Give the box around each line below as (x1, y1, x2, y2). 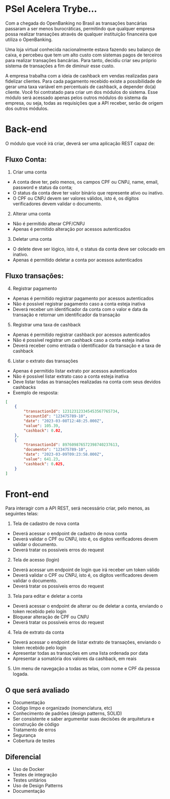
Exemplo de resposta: (12, 389, 59, 396)
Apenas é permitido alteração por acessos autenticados (12, 226, 131, 232)
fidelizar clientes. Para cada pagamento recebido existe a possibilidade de (5, 78, 162, 84)
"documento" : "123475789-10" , (23, 447, 88, 452)
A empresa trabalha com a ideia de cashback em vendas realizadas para (5, 72, 158, 79)
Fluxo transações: (5, 271, 64, 280)
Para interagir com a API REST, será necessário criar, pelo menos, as (5, 505, 150, 511)
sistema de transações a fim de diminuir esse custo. (5, 63, 115, 69)
